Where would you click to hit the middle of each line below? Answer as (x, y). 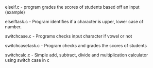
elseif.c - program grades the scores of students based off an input (72, 7)
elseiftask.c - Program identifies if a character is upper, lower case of (74, 22)
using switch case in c (27, 60)
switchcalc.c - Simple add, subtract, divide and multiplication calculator (76, 55)
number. (13, 27)
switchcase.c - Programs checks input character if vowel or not (68, 36)
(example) (15, 12)
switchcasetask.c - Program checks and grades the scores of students (76, 45)
